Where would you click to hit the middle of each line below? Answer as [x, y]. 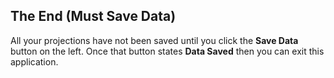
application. [34, 61]
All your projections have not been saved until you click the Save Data [154, 40]
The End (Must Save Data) [93, 16]
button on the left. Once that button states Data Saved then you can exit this [167, 51]
